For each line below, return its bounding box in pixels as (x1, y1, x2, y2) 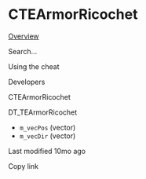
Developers (8, 77, 46, 86)
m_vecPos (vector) (19, 122, 76, 132)
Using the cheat (8, 61, 60, 71)
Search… (8, 46, 38, 56)
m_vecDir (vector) (19, 131, 76, 141)
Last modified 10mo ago (8, 146, 86, 155)
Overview (8, 31, 39, 41)
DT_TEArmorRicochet (8, 108, 78, 117)
